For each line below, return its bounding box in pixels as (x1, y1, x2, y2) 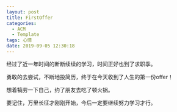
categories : (6, 20, 37, 26)
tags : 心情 (6, 37, 32, 43)
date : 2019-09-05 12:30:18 (6, 43, 75, 49)
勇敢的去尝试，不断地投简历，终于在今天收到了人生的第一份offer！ (6, 73, 174, 80)
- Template (12, 32, 40, 38)
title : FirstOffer (6, 15, 53, 21)
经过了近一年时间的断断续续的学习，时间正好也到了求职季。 (6, 60, 156, 68)
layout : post (6, 9, 40, 15)
